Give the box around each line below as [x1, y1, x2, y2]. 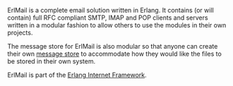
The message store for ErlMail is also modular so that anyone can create [7, 42, 218, 50]
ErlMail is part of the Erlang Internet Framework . [7, 70, 147, 79]
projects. [7, 28, 33, 37]
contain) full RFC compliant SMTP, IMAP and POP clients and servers [7, 13, 208, 22]
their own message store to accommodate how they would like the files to [7, 49, 222, 58]
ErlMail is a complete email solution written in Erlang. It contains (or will [7, 6, 214, 14]
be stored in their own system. [7, 57, 96, 66]
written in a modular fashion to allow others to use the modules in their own [7, 21, 227, 29]
